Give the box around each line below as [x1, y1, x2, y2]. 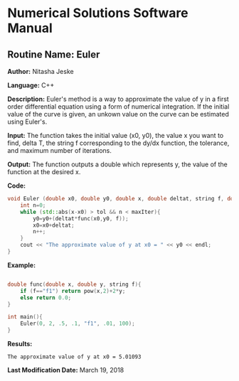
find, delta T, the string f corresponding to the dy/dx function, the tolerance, [7, 139, 230, 147]
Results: [7, 340, 33, 348]
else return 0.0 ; [20, 294, 72, 301]
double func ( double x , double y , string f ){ [7, 281, 142, 288]
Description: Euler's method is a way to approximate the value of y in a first [7, 95, 229, 103]
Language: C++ [7, 81, 55, 90]
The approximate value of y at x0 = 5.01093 [7, 353, 142, 360]
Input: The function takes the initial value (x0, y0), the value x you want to [7, 132, 224, 139]
